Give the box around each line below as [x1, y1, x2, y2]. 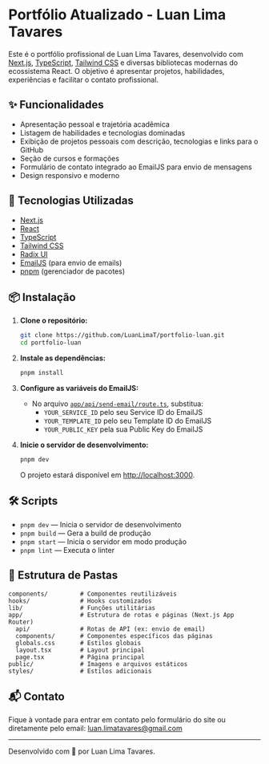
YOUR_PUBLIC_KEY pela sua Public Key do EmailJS [43, 425, 203, 434]
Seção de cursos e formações [19, 153, 120, 163]
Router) [8, 618, 34, 626]
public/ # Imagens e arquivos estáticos [8, 660, 188, 668]
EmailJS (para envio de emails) [19, 258, 122, 267]
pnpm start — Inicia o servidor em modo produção [19, 536, 187, 547]
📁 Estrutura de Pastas [8, 568, 118, 583]
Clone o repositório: [19, 315, 88, 326]
